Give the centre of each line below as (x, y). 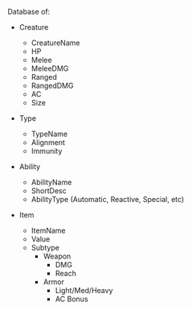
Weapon (57, 256)
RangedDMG (52, 85)
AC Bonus (72, 299)
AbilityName (51, 182)
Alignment (48, 143)
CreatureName (55, 43)
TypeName (49, 134)
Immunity (47, 151)
